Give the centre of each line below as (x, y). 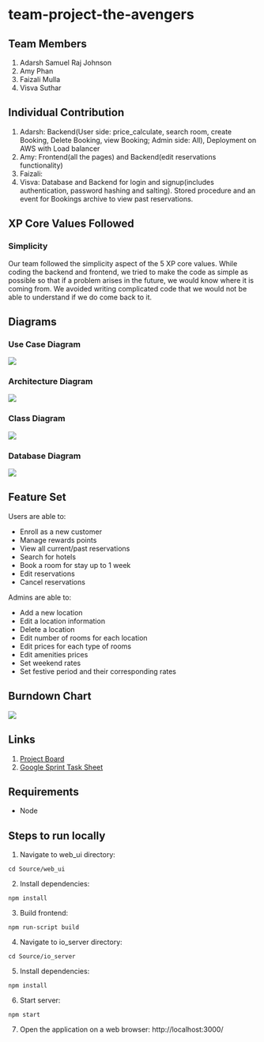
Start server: (40, 1000)
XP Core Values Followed (71, 224)
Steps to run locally (57, 835)
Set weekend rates (50, 663)
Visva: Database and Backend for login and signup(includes (117, 182)
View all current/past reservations (75, 548)
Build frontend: (44, 913)
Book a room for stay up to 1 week (75, 565)
